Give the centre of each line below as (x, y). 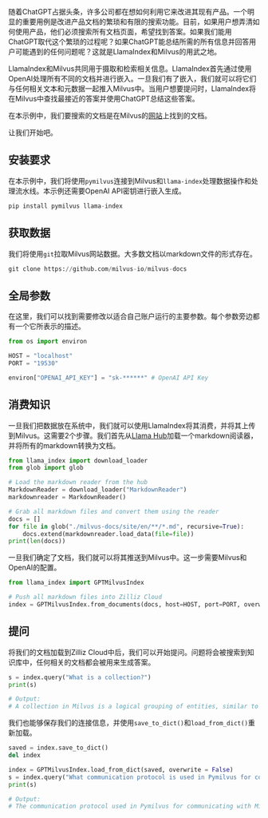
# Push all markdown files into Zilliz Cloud (85, 598)
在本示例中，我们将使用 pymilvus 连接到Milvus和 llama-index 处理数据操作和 (130, 181)
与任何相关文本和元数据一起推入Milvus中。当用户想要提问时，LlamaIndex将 (132, 89)
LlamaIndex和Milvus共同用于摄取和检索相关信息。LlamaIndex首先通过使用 (130, 69)
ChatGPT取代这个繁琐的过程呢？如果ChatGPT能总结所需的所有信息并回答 (129, 42)
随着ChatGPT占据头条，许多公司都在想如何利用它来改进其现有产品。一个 (128, 12)
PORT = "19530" (33, 363)
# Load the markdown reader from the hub (78, 482)
